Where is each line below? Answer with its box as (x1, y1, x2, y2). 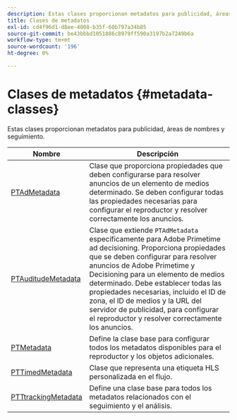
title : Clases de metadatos (7, 17, 90, 24)
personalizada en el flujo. (89, 371, 173, 381)
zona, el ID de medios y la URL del (89, 296, 202, 306)
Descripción (136, 149, 178, 159)
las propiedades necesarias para (89, 196, 197, 205)
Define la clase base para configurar (89, 333, 210, 343)
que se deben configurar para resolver (89, 251, 217, 261)
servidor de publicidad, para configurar (89, 304, 219, 314)
